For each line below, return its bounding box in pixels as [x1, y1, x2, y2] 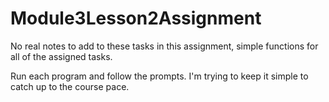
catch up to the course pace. [10, 80, 130, 92]
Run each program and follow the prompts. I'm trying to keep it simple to [10, 70, 309, 82]
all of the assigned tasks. [10, 50, 113, 62]
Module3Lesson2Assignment [10, 7, 262, 30]
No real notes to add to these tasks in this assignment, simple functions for [10, 40, 319, 52]
